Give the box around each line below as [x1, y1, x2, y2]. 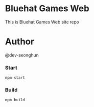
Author [5, 36, 34, 47]
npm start [5, 75, 25, 80]
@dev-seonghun [5, 52, 39, 58]
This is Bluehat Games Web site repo [5, 19, 79, 25]
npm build [5, 98, 25, 103]
